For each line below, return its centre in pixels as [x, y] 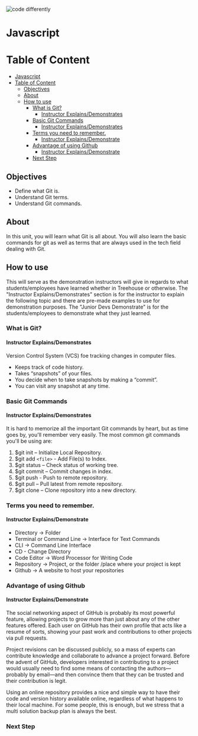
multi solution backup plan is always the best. [61, 711]
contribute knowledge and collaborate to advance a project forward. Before [98, 656]
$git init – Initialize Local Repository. [58, 452]
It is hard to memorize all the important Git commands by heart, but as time [97, 428]
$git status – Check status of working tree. [66, 465]
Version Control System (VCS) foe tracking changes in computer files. [91, 355]
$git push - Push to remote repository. [61, 477]
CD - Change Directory [43, 551]
